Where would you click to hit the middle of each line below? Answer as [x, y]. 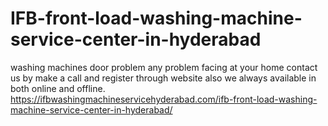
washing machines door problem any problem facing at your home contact [164, 67]
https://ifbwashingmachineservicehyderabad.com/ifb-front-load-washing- [164, 99]
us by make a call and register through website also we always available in [163, 78]
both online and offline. [58, 88]
